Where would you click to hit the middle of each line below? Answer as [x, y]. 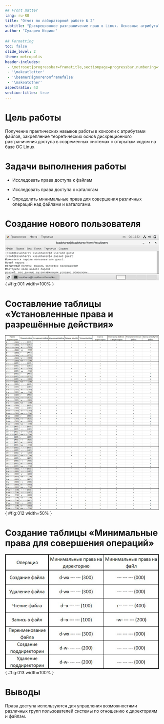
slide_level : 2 [20, 51]
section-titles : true [27, 93]
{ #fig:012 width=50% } [29, 513]
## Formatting [20, 42]
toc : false [16, 46]
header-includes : [23, 62]
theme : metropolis [24, 57]
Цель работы [33, 117]
